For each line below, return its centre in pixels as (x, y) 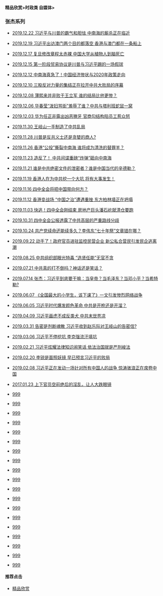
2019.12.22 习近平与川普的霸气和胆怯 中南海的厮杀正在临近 (71, 33)
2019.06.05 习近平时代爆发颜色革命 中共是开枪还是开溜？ (69, 305)
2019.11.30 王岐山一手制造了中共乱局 (49, 126)
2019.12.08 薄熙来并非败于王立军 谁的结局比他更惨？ (65, 95)
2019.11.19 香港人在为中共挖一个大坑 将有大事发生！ (64, 178)
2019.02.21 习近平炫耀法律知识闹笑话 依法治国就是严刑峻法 (71, 347)
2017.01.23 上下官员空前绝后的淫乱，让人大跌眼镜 (62, 384)
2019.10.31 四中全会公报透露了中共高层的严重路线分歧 (66, 220)
